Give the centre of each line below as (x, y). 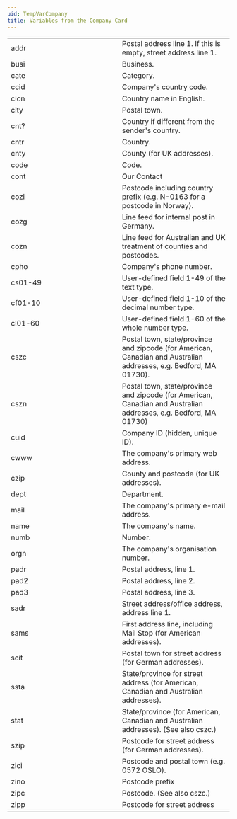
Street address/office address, (173, 604)
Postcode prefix (148, 781)
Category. (139, 75)
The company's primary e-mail (174, 505)
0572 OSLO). (144, 770)
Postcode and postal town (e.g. (174, 761)
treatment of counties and (165, 246)
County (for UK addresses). (168, 153)
